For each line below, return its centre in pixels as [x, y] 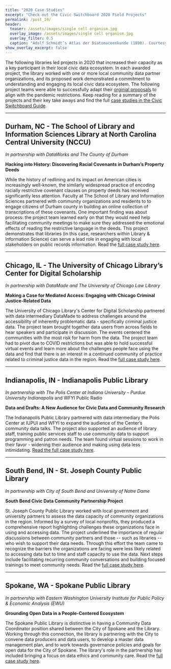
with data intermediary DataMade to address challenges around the [76, 316]
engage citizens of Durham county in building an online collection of [77, 207]
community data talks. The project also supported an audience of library [81, 429]
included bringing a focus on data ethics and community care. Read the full [84, 655]
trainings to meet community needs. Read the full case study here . [75, 565]
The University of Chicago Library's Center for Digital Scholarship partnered [85, 311]
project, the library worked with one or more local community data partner [83, 73]
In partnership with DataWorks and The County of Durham [67, 155]
